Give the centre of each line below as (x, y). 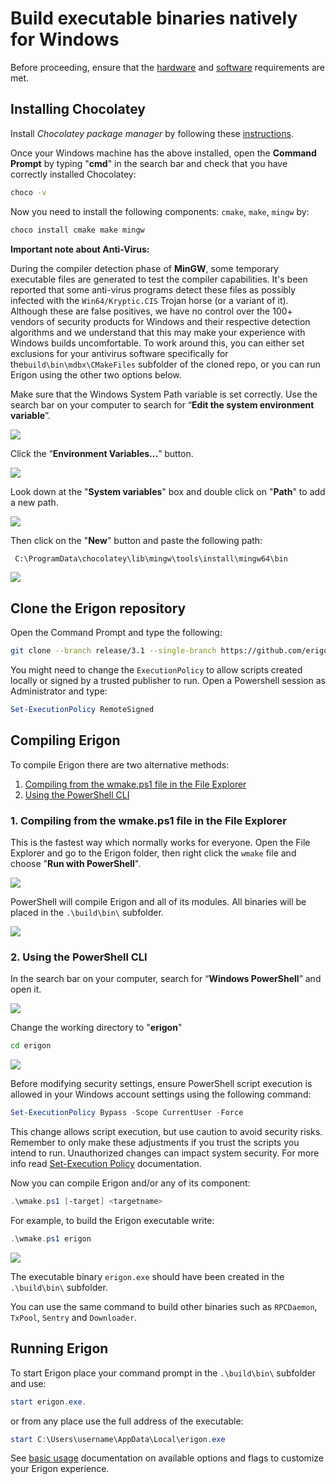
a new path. (34, 502)
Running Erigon (59, 1348)
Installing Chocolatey (78, 109)
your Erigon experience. (60, 1469)
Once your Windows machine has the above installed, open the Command (163, 153)
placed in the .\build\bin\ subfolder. (87, 913)
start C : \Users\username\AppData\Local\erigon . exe (118, 1439)
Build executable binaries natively (154, 18)
